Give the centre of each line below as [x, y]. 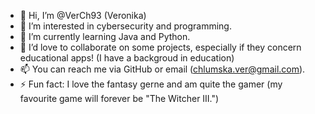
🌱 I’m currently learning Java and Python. [105, 36]
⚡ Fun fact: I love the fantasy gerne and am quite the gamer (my [151, 84]
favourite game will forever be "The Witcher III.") [119, 98]
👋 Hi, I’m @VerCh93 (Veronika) [83, 15]
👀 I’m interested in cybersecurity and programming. [125, 26]
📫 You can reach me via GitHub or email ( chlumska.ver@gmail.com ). [162, 69]
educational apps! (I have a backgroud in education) [127, 58]
